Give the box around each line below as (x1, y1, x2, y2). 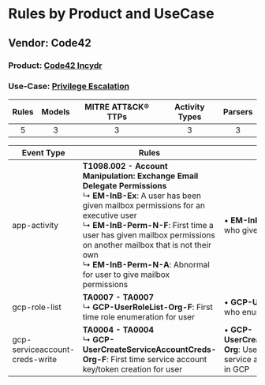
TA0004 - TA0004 (82, 324, 155, 335)
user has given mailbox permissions (82, 230, 215, 241)
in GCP (223, 364, 250, 375)
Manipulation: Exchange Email (82, 170, 199, 181)
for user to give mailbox (82, 269, 170, 280)
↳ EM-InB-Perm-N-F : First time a (82, 219, 215, 230)
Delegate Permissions (82, 180, 167, 191)
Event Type (21, 147, 65, 158)
